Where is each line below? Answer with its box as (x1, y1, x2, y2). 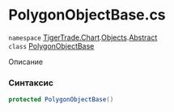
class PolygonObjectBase (8, 41, 95, 50)
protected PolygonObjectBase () (8, 96, 114, 104)
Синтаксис (8, 77, 54, 88)
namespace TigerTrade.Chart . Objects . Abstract (8, 32, 158, 42)
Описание (8, 57, 43, 67)
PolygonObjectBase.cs (8, 6, 166, 24)
